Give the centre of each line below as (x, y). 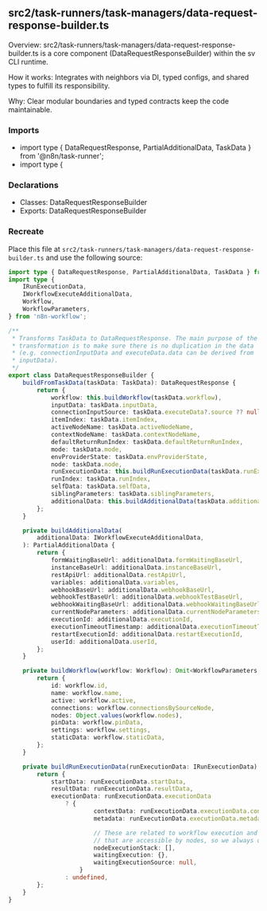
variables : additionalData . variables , (115, 582)
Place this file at (35, 249)
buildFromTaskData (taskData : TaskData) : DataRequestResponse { (130, 383)
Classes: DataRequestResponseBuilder (83, 202)
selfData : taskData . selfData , (101, 487)
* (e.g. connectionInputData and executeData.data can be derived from (133, 353)
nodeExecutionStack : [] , (135, 848)
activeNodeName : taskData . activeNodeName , (122, 427)
